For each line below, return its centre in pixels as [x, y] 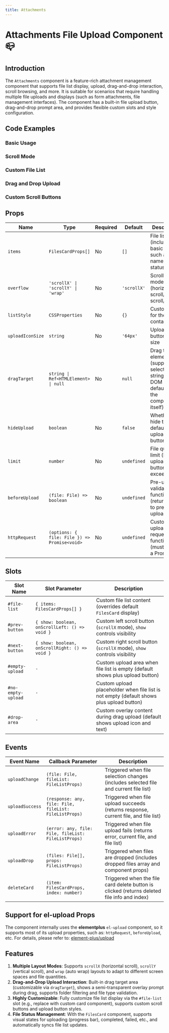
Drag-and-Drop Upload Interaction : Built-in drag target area [75, 982]
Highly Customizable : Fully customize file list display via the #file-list [87, 998]
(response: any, [66, 799]
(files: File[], [66, 856]
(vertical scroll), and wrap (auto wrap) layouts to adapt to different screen [88, 971]
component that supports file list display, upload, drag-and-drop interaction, [84, 86]
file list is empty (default [125, 669]
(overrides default [117, 607]
